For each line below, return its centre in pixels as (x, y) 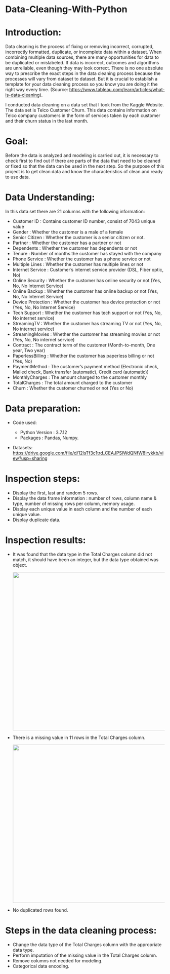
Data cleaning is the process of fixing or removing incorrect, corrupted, (79, 47)
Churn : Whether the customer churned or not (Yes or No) (73, 388)
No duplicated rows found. (40, 910)
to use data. (18, 177)
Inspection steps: (42, 479)
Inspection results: (46, 540)
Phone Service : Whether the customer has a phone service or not (81, 259)
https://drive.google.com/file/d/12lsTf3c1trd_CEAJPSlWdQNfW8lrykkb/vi (88, 453)
